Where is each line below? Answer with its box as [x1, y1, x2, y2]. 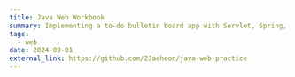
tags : [9, 29, 29, 38]
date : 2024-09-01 [9, 46, 74, 55]
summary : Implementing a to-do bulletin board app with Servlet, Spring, [9, 21, 288, 30]
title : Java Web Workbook [9, 12, 105, 22]
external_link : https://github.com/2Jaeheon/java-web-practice [9, 54, 248, 63]
